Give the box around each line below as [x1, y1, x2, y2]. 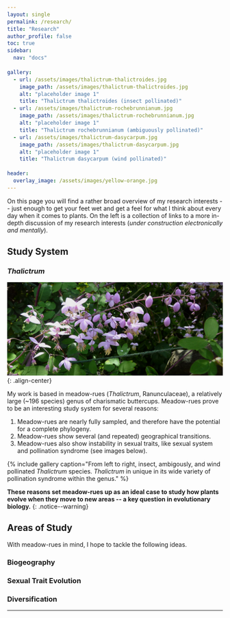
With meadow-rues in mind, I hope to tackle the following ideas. [7, 540, 187, 548]
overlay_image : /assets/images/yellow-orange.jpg [13, 177, 157, 184]
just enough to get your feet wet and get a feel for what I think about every [11, 204, 221, 212]
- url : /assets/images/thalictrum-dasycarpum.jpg [13, 134, 157, 140]
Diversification [7, 594, 57, 604]
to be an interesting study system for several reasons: [7, 404, 159, 412]
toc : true [7, 40, 36, 47]
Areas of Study [7, 522, 73, 534]
